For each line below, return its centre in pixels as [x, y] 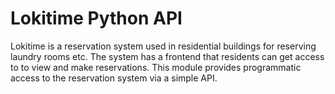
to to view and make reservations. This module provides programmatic [156, 67]
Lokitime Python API [96, 18]
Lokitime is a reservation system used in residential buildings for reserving [163, 46]
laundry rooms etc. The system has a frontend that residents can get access [167, 56]
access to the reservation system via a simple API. [114, 78]
